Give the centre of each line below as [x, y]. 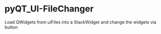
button [11, 27]
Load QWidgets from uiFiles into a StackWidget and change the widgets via [80, 22]
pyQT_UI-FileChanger [49, 9]
